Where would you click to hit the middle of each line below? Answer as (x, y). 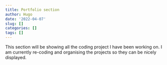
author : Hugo (19, 14)
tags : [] (14, 33)
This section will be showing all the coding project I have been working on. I (84, 47)
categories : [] (21, 28)
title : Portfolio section (32, 10)
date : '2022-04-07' (26, 19)
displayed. (16, 57)
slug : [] (14, 24)
